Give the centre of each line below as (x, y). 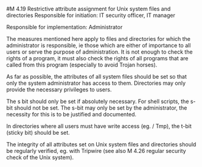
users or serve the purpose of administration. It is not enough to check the (99, 52)
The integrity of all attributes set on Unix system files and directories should (101, 144)
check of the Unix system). (40, 157)
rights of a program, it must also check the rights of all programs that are (97, 58)
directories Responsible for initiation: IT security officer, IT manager (91, 15)
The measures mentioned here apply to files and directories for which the (98, 39)
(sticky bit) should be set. (38, 133)
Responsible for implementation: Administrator (64, 27)
